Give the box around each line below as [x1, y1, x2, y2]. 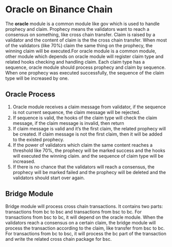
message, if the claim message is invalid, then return [12, 120, 124, 126]
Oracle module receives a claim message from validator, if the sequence [12, 104, 166, 110]
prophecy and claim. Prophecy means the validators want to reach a [5, 26, 150, 32]
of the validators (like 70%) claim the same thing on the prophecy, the [5, 42, 153, 48]
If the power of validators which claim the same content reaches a [12, 142, 153, 148]
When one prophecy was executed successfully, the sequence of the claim [5, 69, 164, 75]
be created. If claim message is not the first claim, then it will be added [12, 131, 163, 137]
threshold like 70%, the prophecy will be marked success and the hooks [12, 147, 166, 154]
